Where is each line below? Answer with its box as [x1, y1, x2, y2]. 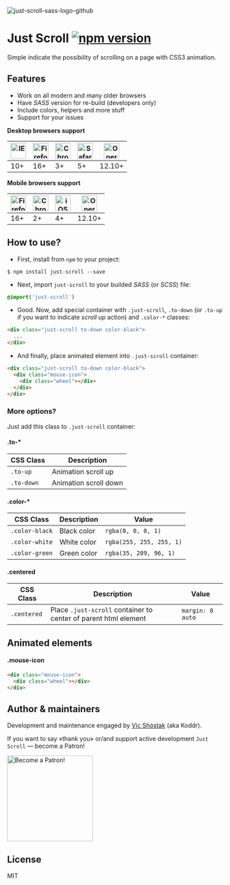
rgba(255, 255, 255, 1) [105, 539, 183, 546]
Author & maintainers [7, 703, 101, 715]
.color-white [10, 539, 53, 546]
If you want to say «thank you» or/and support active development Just [7, 735, 209, 743]
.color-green [10, 550, 53, 557]
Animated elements [7, 637, 92, 648]
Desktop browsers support [7, 126, 86, 134]
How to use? [7, 237, 62, 248]
